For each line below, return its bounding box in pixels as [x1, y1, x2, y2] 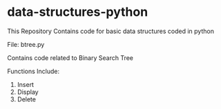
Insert [17, 80, 35, 88]
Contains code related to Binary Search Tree [7, 53, 133, 62]
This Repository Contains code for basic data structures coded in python [7, 27, 214, 35]
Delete [17, 95, 37, 103]
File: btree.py [7, 40, 45, 48]
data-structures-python [7, 4, 148, 20]
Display [17, 88, 39, 96]
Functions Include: [7, 67, 60, 75]
